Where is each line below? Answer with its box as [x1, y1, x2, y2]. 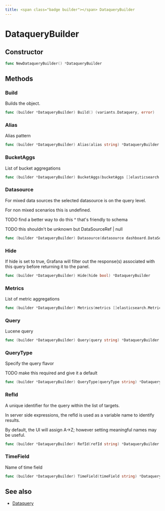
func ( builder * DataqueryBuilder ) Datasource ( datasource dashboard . [5, 236, 148, 240]
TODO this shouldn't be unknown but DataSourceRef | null [5, 226, 123, 232]
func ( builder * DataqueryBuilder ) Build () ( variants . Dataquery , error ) [5, 110, 155, 115]
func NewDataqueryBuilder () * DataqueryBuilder [5, 61, 102, 66]
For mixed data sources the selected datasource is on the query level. [5, 197, 146, 203]
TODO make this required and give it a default [5, 370, 98, 376]
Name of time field [5, 464, 43, 470]
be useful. [5, 432, 26, 438]
